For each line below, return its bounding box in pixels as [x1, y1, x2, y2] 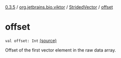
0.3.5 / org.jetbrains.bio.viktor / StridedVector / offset [5, 4, 113, 10]
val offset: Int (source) [5, 37, 57, 43]
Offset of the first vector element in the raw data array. [5, 47, 116, 53]
